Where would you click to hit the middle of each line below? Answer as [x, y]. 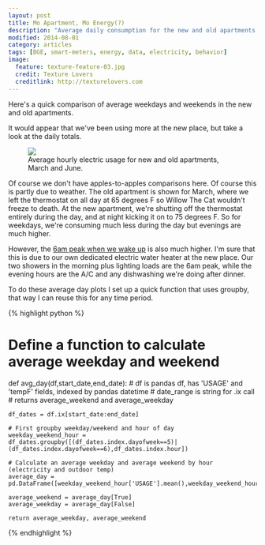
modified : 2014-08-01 [44, 38]
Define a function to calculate [107, 345]
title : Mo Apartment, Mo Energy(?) [67, 23]
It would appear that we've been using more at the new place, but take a [125, 128]
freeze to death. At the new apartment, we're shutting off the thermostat [125, 208]
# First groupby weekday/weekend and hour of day [91, 428]
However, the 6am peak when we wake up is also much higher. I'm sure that [132, 249]
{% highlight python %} [46, 313]
